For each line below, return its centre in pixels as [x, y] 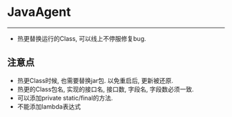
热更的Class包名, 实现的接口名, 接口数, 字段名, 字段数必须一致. [105, 89]
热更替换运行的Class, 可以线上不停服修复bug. [81, 38]
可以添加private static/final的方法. [65, 98]
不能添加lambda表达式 [49, 106]
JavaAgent [39, 12]
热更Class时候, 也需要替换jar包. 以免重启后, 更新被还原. [95, 80]
